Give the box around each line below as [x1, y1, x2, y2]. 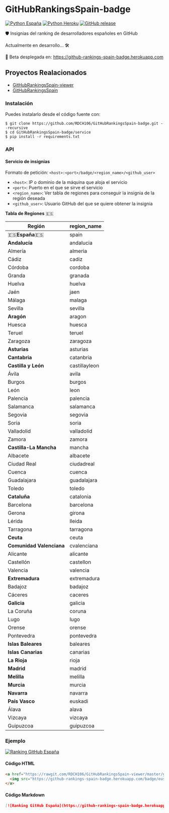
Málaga [8, 297, 26, 304]
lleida [69, 518, 82, 525]
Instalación [5, 100, 33, 107]
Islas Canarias [8, 649, 43, 656]
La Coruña [8, 608, 33, 615]
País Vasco [8, 698, 35, 705]
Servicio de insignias [5, 158, 50, 164]
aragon [69, 313, 87, 320]
